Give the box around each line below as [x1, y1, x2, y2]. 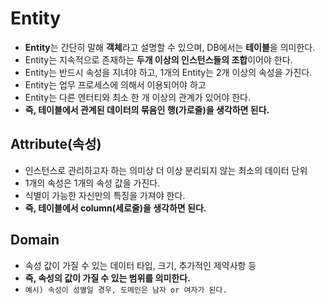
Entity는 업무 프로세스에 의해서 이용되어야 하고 [24, 78, 207, 91]
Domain [10, 232, 60, 249]
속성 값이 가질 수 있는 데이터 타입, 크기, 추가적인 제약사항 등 [24, 259, 257, 271]
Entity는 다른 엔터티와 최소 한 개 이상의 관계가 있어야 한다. [24, 91, 252, 103]
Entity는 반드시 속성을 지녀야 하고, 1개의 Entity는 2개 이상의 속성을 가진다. [24, 66, 313, 78]
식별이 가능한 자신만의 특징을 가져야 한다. [24, 189, 186, 201]
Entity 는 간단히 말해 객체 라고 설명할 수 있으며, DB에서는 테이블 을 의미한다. [24, 41, 316, 53]
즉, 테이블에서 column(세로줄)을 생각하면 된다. [24, 202, 207, 214]
